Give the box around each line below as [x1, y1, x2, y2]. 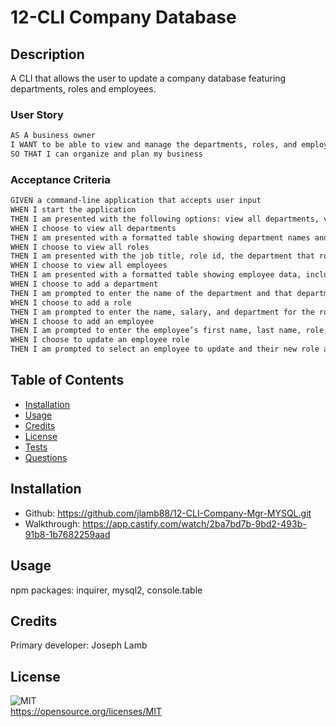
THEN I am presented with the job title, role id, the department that [10, 251, 315, 261]
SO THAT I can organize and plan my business [10, 149, 203, 160]
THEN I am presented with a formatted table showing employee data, [10, 270, 302, 280]
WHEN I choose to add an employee [10, 316, 155, 326]
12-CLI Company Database [10, 6, 237, 29]
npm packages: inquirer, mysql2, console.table [10, 584, 203, 596]
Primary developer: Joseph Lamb [10, 639, 148, 651]
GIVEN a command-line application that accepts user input [10, 196, 262, 206]
